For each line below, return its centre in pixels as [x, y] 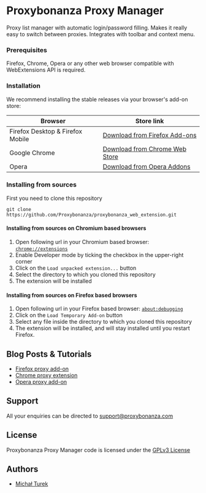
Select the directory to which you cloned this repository [86, 275]
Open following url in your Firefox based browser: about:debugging [99, 309]
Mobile [19, 139]
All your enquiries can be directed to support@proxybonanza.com [90, 416]
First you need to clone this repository [54, 198]
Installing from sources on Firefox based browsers [72, 295]
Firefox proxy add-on [42, 369]
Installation [24, 86]
